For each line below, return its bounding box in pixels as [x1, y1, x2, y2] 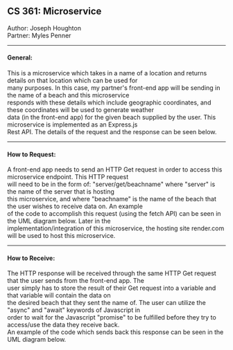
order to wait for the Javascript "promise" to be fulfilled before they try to [7, 313, 216, 322]
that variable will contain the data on [7, 291, 111, 300]
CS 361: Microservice [7, 6, 102, 17]
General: [7, 53, 33, 62]
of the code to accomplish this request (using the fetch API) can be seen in [7, 210, 221, 218]
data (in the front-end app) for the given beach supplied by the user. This [7, 113, 216, 122]
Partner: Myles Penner [7, 31, 71, 39]
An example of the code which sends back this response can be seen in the [7, 328, 224, 336]
